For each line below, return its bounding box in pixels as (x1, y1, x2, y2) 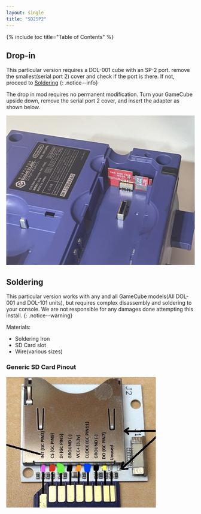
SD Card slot (14, 342, 47, 349)
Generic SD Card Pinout (6, 363, 77, 371)
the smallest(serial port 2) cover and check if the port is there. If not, (6, 73, 175, 80)
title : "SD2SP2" (6, 16, 47, 22)
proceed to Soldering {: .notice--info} (6, 79, 99, 86)
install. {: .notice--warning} (6, 312, 73, 319)
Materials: (6, 324, 31, 331)
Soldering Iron (14, 335, 50, 342)
